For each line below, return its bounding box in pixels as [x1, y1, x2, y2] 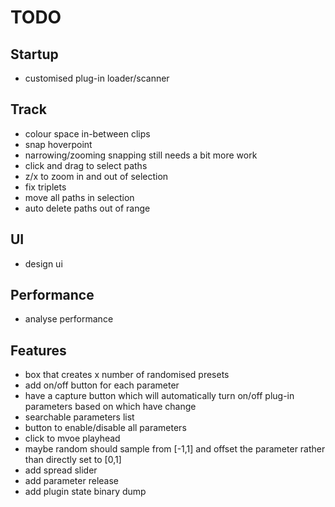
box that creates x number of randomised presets [24, 369, 230, 381]
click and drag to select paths [24, 159, 148, 171]
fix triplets [24, 181, 67, 193]
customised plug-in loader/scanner [24, 72, 170, 84]
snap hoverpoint [24, 138, 93, 150]
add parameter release [24, 475, 119, 487]
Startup [10, 46, 59, 63]
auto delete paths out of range [24, 202, 151, 214]
